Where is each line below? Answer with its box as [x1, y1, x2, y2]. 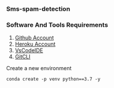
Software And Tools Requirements [6, 20, 109, 29]
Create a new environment [6, 65, 72, 72]
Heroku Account [14, 40, 56, 48]
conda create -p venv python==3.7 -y [6, 76, 101, 82]
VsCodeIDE [14, 47, 43, 54]
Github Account [14, 34, 54, 42]
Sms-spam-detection [6, 5, 71, 13]
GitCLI [14, 53, 31, 61]
